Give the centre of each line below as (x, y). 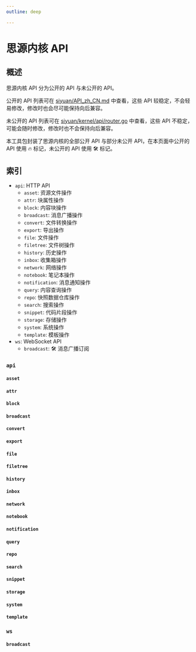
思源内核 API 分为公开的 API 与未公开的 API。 (62, 88)
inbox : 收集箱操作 (45, 260)
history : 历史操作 (45, 252)
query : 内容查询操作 (48, 290)
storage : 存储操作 (45, 320)
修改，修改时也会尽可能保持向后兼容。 (58, 108)
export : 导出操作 (44, 230)
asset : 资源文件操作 (48, 193)
